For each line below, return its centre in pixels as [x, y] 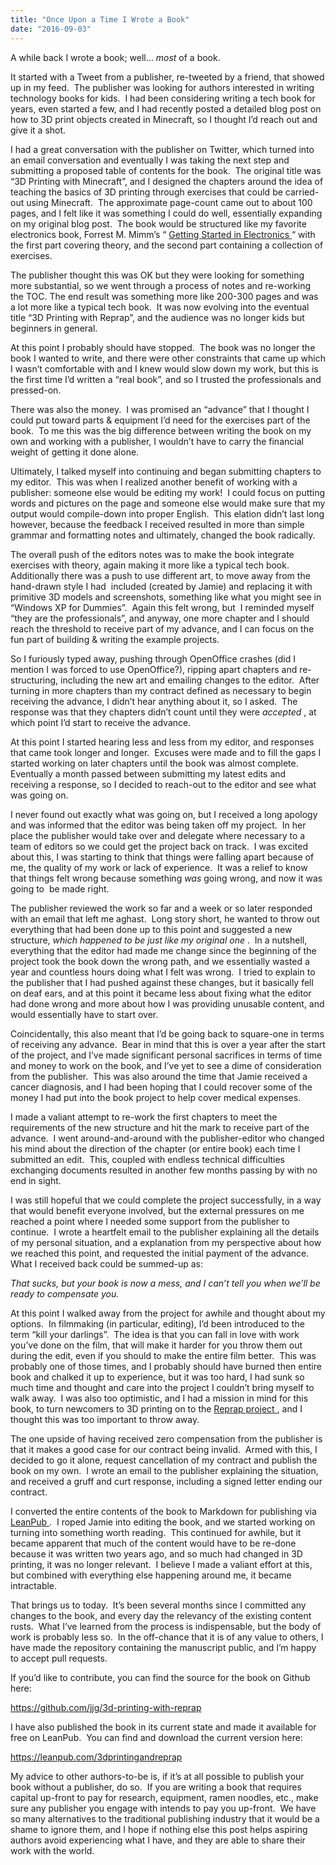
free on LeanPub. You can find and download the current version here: [156, 1737]
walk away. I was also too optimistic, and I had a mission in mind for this [159, 1398]
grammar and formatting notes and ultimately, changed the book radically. [163, 535]
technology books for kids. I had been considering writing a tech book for [163, 98]
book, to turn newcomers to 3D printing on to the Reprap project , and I [156, 1408]
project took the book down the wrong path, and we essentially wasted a [160, 961]
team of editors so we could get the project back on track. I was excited [159, 846]
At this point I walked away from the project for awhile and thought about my [168, 1313]
